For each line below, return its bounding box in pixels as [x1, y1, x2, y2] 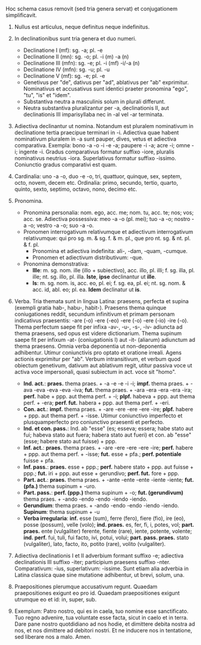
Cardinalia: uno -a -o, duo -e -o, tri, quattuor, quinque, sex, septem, [14, 173, 182, 180]
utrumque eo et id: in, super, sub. [14, 596, 97, 603]
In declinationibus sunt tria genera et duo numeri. [14, 35, 137, 42]
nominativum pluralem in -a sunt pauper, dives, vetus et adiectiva [14, 135, 177, 143]
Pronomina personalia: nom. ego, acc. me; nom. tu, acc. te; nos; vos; [23, 209, 194, 216]
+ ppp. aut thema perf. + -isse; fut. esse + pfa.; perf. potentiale [23, 451, 182, 458]
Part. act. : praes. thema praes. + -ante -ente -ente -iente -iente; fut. [23, 477, 194, 483]
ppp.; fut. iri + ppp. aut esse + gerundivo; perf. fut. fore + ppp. [23, 470, 179, 477]
